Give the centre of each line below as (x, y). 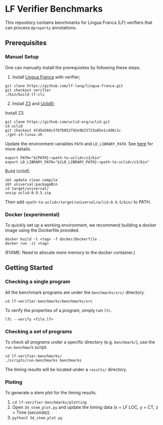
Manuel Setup (22, 57)
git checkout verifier (28, 90)
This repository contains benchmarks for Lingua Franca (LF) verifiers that (79, 22)
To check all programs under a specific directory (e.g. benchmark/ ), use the (80, 342)
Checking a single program (38, 282)
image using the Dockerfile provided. (42, 230)
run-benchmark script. (26, 347)
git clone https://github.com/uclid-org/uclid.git (58, 122)
